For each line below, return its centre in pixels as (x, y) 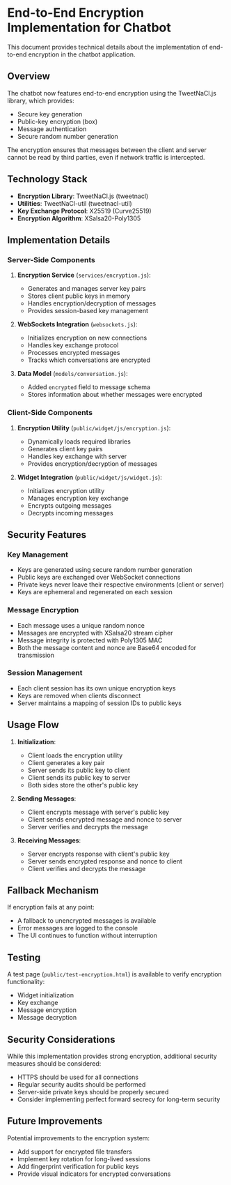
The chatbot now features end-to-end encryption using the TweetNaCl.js (112, 93)
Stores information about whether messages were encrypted (115, 395)
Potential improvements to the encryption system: (79, 1138)
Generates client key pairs (65, 448)
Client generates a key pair (66, 762)
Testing (24, 957)
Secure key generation (50, 114)
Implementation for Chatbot (89, 28)
